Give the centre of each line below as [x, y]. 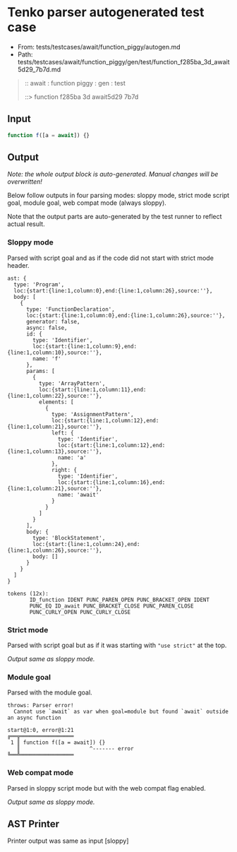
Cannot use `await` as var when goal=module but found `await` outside [121, 712]
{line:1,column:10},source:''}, [55, 353]
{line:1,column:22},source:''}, [55, 396]
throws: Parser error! [41, 706]
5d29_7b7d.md [39, 69]
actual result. [26, 224]
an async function [34, 718]
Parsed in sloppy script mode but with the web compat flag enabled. [107, 788]
